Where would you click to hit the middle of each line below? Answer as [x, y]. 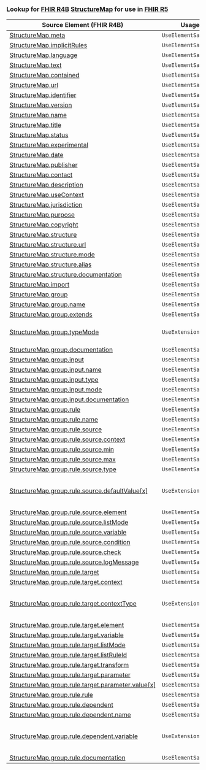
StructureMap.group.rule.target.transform [69, 665]
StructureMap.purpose [42, 215]
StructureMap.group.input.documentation [69, 399]
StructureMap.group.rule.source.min [62, 450]
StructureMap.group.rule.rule [51, 695]
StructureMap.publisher [44, 165]
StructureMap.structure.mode [52, 255]
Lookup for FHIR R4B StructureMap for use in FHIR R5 [87, 9]
